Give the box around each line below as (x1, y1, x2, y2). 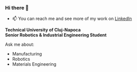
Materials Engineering (12, 61, 57, 67)
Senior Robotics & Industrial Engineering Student (5, 32, 107, 38)
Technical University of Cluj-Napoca (5, 27, 81, 33)
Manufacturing (12, 51, 43, 57)
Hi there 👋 (5, 4, 29, 11)
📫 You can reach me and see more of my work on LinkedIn (12, 16, 132, 21)
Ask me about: (5, 41, 34, 48)
